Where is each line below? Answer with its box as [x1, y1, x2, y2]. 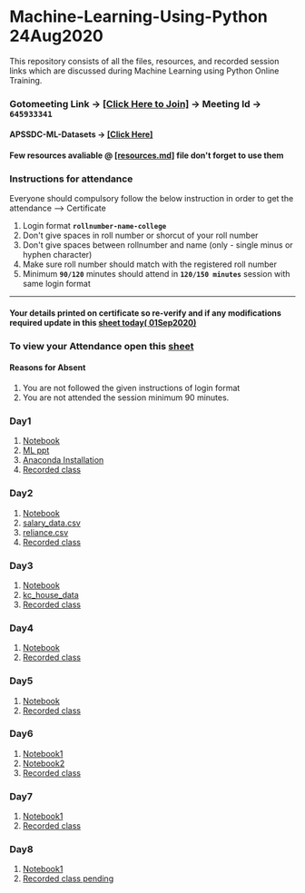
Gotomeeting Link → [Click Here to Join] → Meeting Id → [9, 97, 261, 110]
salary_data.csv [22, 517, 82, 528]
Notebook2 [22, 758, 65, 769]
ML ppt [22, 445, 50, 456]
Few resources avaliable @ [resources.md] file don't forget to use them [9, 150, 284, 161]
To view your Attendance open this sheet [9, 339, 194, 352]
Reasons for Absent [9, 362, 86, 373]
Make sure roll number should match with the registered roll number [22, 259, 277, 270]
